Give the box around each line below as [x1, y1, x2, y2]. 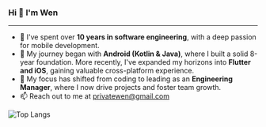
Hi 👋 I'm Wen [8, 7, 59, 18]
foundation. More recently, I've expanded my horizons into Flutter [36, 58, 251, 67]
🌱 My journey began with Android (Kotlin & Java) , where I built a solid [19, 49, 249, 58]
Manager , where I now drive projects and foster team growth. [19, 83, 222, 92]
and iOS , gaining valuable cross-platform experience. [19, 66, 195, 76]
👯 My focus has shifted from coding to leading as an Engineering [19, 74, 234, 84]
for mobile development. [19, 41, 101, 50]
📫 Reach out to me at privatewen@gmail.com [19, 92, 170, 101]
